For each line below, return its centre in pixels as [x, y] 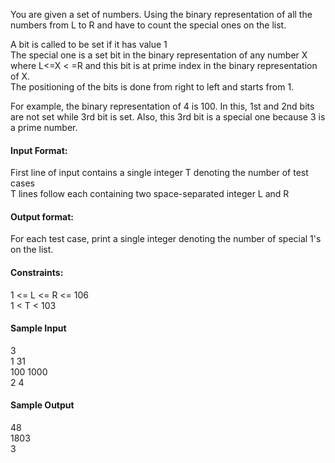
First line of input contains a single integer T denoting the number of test [159, 173]
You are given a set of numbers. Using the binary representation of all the [161, 14]
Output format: [42, 216]
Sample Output [42, 405]
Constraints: [37, 272]
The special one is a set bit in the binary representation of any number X [159, 55]
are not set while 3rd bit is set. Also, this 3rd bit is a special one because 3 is [168, 117]
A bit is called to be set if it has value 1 [89, 44]
